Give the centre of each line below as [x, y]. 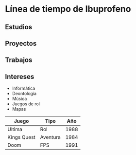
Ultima [15, 129]
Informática [24, 88]
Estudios [19, 27]
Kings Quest [21, 137]
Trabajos [19, 60]
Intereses [20, 77]
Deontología [24, 94]
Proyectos [21, 43]
